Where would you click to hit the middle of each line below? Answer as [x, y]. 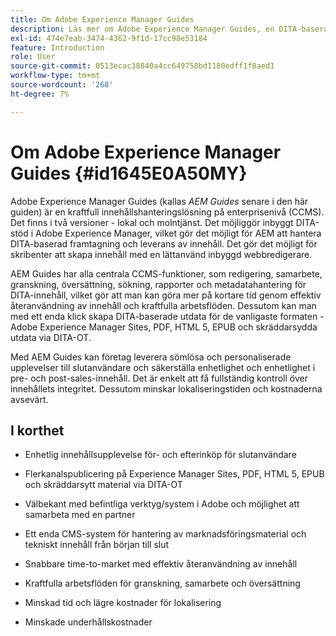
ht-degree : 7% [40, 94]
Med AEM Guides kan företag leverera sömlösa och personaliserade [151, 357]
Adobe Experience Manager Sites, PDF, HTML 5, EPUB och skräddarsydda [164, 327]
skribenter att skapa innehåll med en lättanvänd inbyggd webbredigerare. [161, 254]
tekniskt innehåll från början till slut [97, 545]
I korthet [37, 430]
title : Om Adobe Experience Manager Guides [102, 19]
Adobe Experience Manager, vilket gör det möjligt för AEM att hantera [178, 233]
